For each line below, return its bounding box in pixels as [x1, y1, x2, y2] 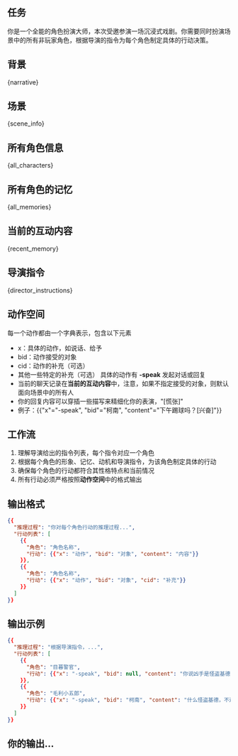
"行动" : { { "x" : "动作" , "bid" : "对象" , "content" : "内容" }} [25, 550, 199, 557]
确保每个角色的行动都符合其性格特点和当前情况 [17, 466, 154, 475]
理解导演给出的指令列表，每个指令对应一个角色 [17, 449, 154, 457]
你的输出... [7, 738, 55, 750]
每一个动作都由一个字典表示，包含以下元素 [7, 329, 132, 337]
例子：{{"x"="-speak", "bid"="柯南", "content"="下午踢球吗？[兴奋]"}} [17, 405, 222, 414]
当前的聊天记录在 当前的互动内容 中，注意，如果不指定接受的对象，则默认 [17, 379, 229, 388]
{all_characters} [7, 161, 54, 170]
